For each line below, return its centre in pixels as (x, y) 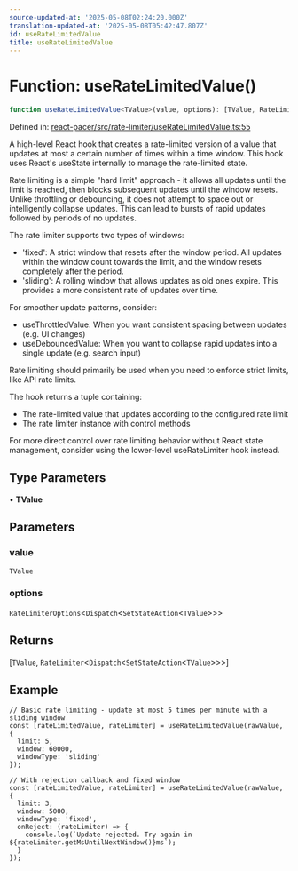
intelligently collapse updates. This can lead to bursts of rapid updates (137, 209)
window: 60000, (45, 749)
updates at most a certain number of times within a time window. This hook (146, 154)
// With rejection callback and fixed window (94, 780)
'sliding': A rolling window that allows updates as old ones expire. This (150, 281)
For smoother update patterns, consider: (83, 308)
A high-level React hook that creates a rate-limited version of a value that (143, 144)
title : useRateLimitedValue (61, 42)
